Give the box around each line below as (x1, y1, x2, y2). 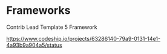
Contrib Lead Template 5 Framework (6, 23, 98, 31)
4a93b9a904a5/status (6, 41, 62, 49)
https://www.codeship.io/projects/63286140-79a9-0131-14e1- (6, 35, 161, 42)
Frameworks (6, 4, 71, 17)
